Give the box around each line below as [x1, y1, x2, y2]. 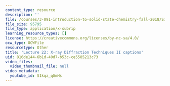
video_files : [5, 59, 33, 64]
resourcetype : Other [5, 45, 49, 50]
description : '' [5, 12, 39, 17]
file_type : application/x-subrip [5, 26, 76, 31]
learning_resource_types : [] [5, 31, 67, 36]
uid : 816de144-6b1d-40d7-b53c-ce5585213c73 [5, 54, 99, 60]
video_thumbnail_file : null [10, 64, 69, 69]
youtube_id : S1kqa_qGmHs [10, 73, 62, 78]
